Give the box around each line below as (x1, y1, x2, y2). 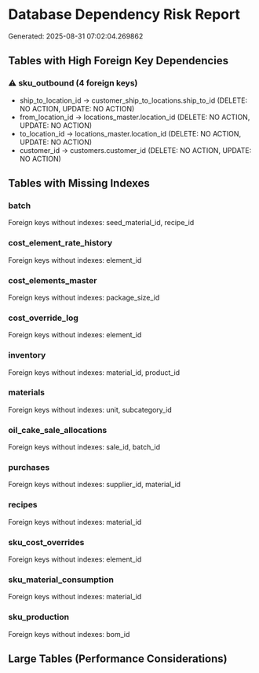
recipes (8, 500, 38, 511)
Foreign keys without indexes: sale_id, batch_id (8, 442, 161, 452)
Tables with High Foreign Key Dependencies (8, 54, 229, 67)
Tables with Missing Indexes (8, 176, 151, 190)
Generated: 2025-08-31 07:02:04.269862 (8, 31, 144, 41)
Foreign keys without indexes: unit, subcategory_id (8, 405, 173, 414)
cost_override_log (8, 312, 78, 323)
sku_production (8, 612, 69, 623)
